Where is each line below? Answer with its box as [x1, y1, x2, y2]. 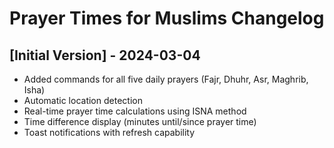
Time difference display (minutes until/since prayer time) [23, 116, 257, 127]
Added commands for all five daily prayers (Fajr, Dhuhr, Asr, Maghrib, [23, 73, 309, 85]
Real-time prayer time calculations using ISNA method [23, 105, 247, 117]
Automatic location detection [23, 95, 143, 106]
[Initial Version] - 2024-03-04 [9, 47, 201, 64]
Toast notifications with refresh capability [23, 127, 196, 138]
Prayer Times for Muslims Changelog [9, 7, 325, 30]
